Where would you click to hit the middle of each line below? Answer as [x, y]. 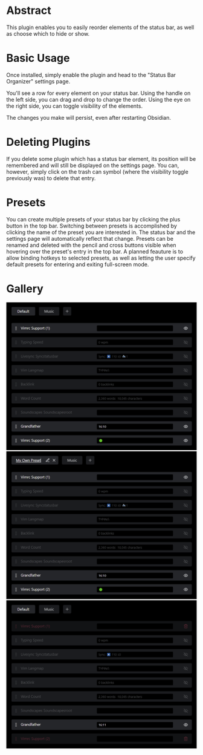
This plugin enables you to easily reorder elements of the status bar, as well [100, 27]
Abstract [29, 11]
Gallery [25, 289]
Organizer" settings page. [38, 81]
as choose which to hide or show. [48, 33]
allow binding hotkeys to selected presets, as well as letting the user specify [101, 258]
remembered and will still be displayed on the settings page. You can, [93, 165]
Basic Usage [38, 58]
